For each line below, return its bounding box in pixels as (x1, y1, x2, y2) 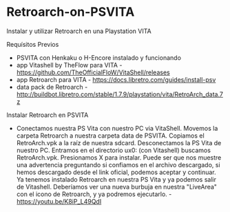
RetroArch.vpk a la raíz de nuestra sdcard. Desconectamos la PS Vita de (16, 138, 222, 147)
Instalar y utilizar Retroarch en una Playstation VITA (6, 27, 152, 35)
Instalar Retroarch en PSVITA (6, 111, 89, 119)
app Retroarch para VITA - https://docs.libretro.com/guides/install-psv (16, 75, 216, 83)
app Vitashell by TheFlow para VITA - (16, 61, 123, 69)
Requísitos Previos (6, 40, 59, 48)
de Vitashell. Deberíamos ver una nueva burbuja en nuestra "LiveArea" (16, 182, 218, 191)
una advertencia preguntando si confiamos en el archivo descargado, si (16, 160, 221, 169)
